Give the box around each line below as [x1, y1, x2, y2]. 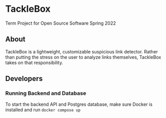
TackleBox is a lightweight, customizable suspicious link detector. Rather [5, 48, 158, 54]
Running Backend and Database [5, 90, 86, 97]
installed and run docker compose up [5, 107, 81, 113]
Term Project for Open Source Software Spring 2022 [5, 20, 116, 26]
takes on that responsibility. [5, 60, 63, 66]
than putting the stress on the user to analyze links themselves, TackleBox [5, 54, 161, 60]
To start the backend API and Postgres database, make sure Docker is [5, 101, 153, 108]
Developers [5, 74, 43, 83]
